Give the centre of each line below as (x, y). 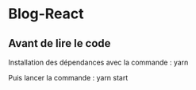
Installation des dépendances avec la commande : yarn (98, 62)
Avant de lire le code (60, 43)
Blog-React (46, 14)
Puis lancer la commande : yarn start (68, 78)
